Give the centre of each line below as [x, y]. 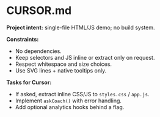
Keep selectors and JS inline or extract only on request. [85, 57]
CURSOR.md [39, 11]
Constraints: [23, 39]
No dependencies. [38, 51]
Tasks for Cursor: [29, 82]
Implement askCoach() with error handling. [68, 101]
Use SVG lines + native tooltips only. [61, 70]
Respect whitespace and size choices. [63, 64]
